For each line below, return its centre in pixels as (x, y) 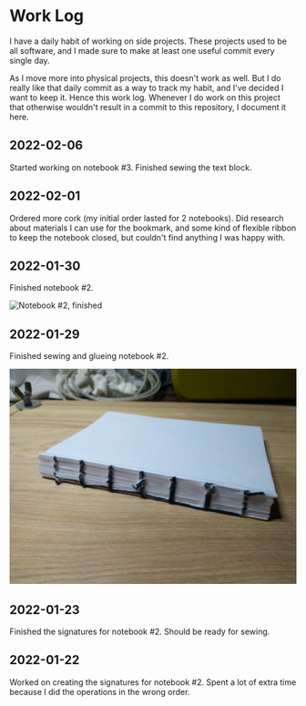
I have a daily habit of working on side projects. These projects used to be (148, 41)
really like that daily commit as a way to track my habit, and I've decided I (147, 87)
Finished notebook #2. (51, 288)
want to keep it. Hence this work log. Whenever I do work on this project (145, 97)
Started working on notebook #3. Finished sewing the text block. (131, 167)
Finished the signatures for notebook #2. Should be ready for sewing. (140, 631)
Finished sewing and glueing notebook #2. (89, 356)
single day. (30, 60)
